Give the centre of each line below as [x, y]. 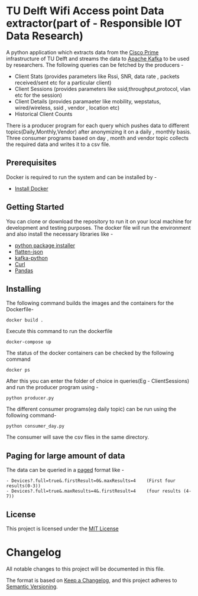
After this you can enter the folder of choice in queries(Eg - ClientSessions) [98, 381]
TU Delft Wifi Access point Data [85, 11]
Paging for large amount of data [66, 456]
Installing [24, 289]
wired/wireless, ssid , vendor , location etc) [67, 108]
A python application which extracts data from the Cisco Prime [82, 52]
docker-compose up [29, 342]
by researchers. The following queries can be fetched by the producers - [95, 65]
